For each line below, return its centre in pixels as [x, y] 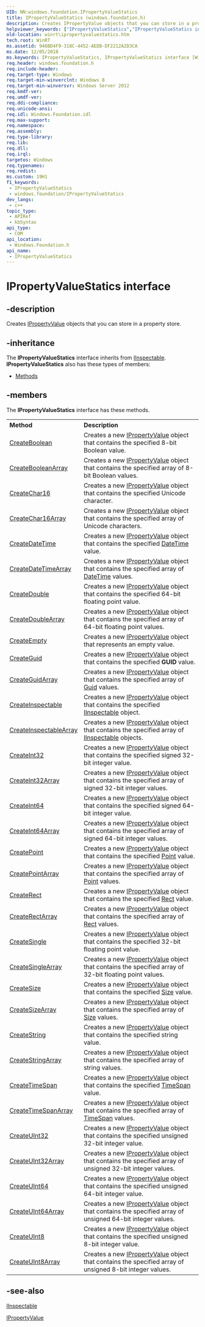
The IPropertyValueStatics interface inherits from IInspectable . [86, 358]
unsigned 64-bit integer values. [129, 1219]
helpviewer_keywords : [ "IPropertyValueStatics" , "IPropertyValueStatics [99, 29]
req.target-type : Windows [39, 75]
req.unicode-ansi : [30, 108]
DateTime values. [108, 576]
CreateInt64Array [34, 831]
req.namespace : [26, 126]
